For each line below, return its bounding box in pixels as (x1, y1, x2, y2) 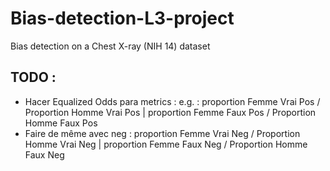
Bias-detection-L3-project (10, 7, 235, 30)
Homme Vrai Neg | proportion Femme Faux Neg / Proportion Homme (24, 138, 308, 150)
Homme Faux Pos (24, 117, 98, 129)
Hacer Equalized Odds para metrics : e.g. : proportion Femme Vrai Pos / (24, 95, 321, 107)
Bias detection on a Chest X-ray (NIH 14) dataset (10, 40, 211, 52)
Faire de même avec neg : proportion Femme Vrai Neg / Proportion (24, 127, 301, 139)
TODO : (10, 69, 57, 86)
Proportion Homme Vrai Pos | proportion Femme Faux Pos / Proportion (24, 106, 317, 118)
